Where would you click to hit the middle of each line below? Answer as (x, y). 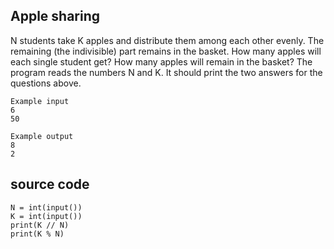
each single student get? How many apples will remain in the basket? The (161, 61)
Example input (40, 101)
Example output (42, 136)
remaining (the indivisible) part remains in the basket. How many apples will (166, 51)
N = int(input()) (46, 207)
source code (50, 184)
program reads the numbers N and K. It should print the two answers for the (166, 72)
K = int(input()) (46, 216)
